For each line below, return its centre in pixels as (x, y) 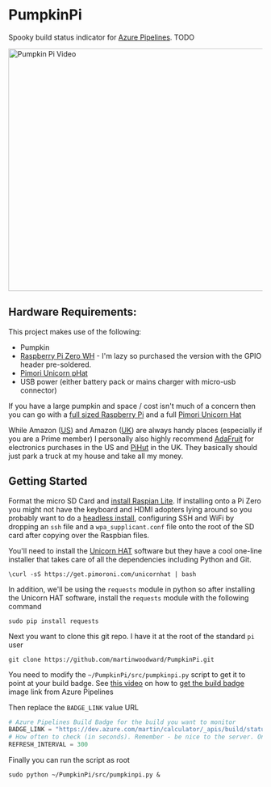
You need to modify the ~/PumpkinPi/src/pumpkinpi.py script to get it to (127, 674)
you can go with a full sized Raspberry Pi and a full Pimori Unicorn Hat (125, 415)
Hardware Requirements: (73, 312)
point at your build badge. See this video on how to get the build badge (126, 683)
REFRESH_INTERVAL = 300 (48, 745)
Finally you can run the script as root (69, 760)
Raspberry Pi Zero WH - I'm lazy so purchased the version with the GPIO (141, 356)
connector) (39, 390)
